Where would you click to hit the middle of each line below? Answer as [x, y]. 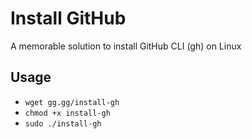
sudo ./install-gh [63, 123]
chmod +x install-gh [67, 113]
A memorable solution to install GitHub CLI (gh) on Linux [126, 46]
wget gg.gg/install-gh [72, 102]
